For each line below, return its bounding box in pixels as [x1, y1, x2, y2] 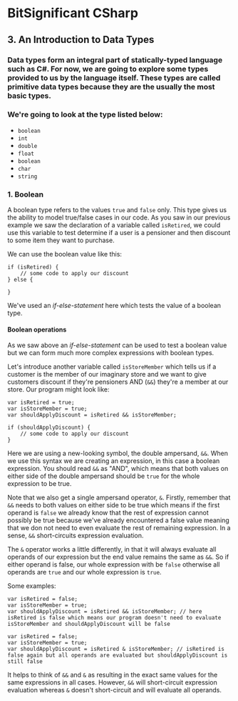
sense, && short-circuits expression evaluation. [7, 531, 144, 540]
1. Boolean [7, 189, 44, 199]
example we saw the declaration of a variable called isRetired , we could [7, 221, 221, 229]
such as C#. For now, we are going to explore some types [7, 64, 209, 74]
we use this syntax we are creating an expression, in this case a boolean [7, 457, 220, 465]
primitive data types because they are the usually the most [7, 81, 215, 91]
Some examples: [7, 582, 56, 590]
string [17, 173, 38, 180]
